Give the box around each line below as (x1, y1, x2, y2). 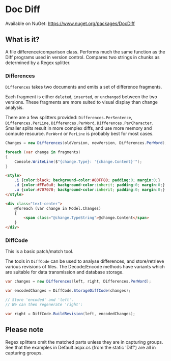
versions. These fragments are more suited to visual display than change (5, 99, 158, 105)
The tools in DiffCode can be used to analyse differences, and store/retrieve (5, 258, 164, 264)
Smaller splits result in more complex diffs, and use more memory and (5, 125, 152, 131)
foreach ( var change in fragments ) (5, 149, 81, 155)
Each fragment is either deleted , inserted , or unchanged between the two (5, 94, 158, 100)
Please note (5, 325, 44, 334)
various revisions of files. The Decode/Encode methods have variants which (5, 264, 165, 270)
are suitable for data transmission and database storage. (5, 269, 124, 275)
